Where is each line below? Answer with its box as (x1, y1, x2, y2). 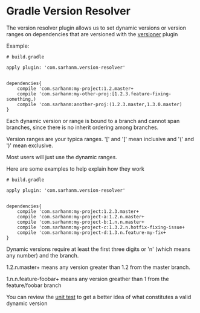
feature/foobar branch (6, 282, 62, 289)
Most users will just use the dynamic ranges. (6, 153, 118, 160)
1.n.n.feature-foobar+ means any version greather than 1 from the (6, 275, 169, 282)
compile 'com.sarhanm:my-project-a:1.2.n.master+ (17, 213, 145, 220)
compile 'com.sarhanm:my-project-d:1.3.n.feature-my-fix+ (17, 229, 166, 236)
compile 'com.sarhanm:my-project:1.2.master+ (17, 86, 134, 92)
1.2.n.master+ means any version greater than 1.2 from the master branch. (6, 264, 190, 271)
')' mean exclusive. (6, 142, 53, 149)
